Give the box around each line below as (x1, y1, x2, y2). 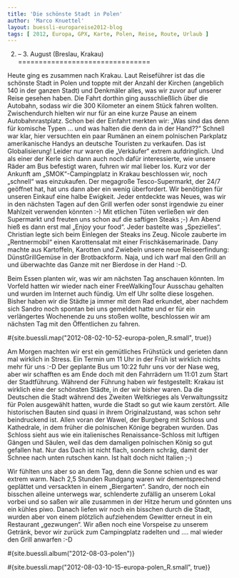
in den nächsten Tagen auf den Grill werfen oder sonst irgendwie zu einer (7, 200, 224, 209)
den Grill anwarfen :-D (7, 535, 73, 544)
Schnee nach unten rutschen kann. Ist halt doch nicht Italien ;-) (7, 453, 193, 462)
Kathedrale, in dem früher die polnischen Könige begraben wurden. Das (7, 423, 219, 432)
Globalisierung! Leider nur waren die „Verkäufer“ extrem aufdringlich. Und (7, 147, 224, 155)
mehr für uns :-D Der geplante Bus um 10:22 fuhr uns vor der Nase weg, (7, 363, 220, 371)
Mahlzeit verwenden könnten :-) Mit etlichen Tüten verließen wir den (7, 207, 209, 216)
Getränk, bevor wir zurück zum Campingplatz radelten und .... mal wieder (7, 528, 223, 537)
